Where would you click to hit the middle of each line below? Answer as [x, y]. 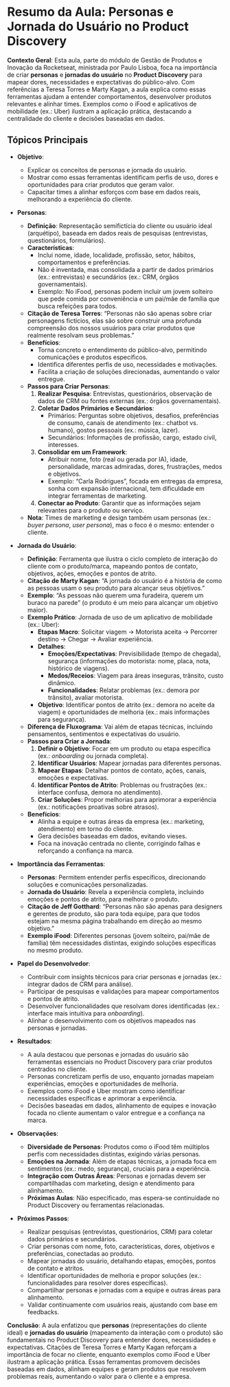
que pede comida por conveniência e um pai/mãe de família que [128, 299]
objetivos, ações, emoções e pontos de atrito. [92, 573]
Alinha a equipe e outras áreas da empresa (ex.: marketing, [121, 821]
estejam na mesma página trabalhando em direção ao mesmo [115, 921]
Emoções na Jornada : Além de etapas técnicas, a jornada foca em [122, 1161]
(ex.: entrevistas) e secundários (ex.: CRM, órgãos [108, 277]
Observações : [37, 1133]
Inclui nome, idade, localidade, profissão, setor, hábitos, [116, 255]
